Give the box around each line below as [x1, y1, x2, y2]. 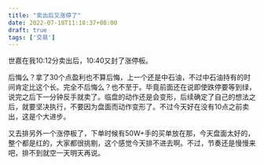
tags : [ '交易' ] [8, 33, 56, 42]
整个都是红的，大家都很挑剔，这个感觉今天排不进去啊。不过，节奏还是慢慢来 [8, 138, 256, 148]
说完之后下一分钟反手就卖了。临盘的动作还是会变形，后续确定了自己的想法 [8, 92, 249, 102]
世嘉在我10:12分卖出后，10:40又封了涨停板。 [8, 56, 153, 65]
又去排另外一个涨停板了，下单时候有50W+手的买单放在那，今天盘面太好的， [8, 129, 255, 138]
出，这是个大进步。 [8, 112, 71, 122]
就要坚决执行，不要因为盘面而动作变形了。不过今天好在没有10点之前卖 [21, 102, 250, 112]
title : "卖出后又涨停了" [8, 11, 81, 20]
